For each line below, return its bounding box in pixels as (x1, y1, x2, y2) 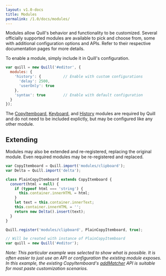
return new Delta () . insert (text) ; (14, 209, 85, 214)
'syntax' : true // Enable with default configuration (14, 92, 143, 97)
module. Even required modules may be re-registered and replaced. (5, 154, 144, 160)
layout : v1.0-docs (5, 7, 43, 12)
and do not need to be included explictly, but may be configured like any (5, 116, 153, 122)
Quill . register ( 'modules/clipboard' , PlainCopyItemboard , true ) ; (5, 227, 143, 232)
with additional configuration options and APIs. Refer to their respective (5, 41, 151, 46)
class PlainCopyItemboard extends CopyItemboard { (5, 177, 112, 182)
